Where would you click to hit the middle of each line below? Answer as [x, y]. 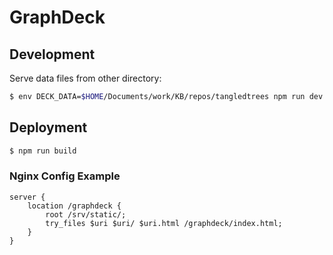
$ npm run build [43, 151]
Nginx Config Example [65, 176]
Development [52, 54]
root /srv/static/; [86, 214]
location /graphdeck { [74, 206]
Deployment [48, 127]
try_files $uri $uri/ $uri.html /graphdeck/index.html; [164, 223]
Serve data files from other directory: [85, 78]
